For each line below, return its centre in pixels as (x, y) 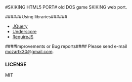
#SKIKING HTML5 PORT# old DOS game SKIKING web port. (66, 7)
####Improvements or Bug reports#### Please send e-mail (66, 46)
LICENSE (16, 64)
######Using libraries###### (36, 17)
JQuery (20, 26)
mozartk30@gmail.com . (30, 52)
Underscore (24, 31)
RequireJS (23, 37)
